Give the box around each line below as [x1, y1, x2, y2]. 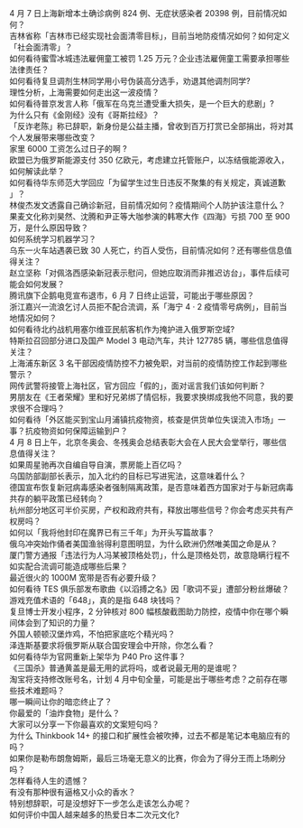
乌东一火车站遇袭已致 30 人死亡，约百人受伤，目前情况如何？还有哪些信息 [9, 245, 285, 256]
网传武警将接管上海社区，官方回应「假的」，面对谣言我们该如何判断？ [9, 380, 266, 391]
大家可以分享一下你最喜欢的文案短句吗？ [9, 719, 160, 730]
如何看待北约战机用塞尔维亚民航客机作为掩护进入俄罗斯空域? [9, 324, 235, 334]
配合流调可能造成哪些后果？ [24, 561, 128, 572]
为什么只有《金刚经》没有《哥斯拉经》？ [9, 109, 160, 120]
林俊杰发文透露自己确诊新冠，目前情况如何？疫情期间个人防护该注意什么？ [9, 200, 286, 210]
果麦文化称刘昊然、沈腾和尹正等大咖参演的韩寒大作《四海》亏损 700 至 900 [9, 211, 290, 221]
